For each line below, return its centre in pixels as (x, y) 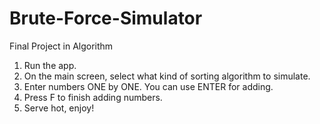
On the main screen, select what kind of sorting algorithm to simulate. (167, 76)
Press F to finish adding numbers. (93, 97)
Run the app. (50, 65)
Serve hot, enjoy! (59, 108)
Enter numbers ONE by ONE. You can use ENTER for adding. (148, 86)
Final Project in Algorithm (61, 46)
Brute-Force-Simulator (106, 18)
